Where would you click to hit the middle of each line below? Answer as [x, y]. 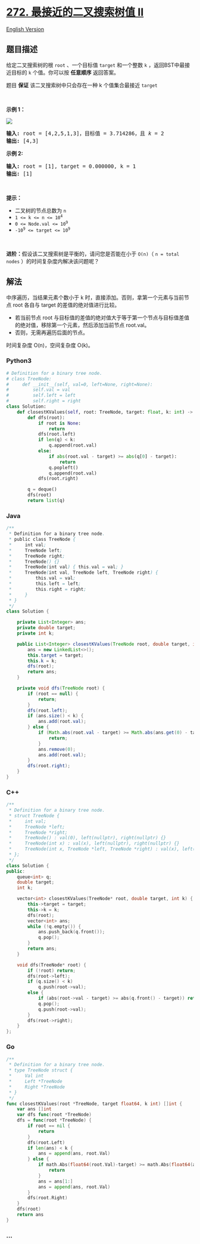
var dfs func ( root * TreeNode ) [54, 1115]
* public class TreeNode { [42, 540]
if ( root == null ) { [53, 694]
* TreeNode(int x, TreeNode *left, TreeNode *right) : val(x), [94, 849]
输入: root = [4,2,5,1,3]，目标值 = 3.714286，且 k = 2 [85, 133]
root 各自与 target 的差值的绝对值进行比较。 [66, 304]
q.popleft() [63, 467]
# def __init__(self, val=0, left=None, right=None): [79, 384]
